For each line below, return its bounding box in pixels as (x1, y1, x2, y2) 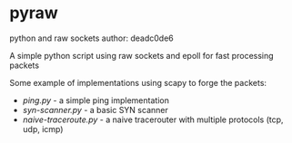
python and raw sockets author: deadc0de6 (9, 33, 175, 43)
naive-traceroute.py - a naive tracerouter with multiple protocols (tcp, (22, 114, 284, 125)
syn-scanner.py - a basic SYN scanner (22, 104, 168, 115)
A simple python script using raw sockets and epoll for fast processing (9, 50, 275, 61)
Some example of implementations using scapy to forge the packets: (9, 77, 267, 88)
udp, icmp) (22, 123, 64, 134)
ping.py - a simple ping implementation (22, 94, 170, 106)
